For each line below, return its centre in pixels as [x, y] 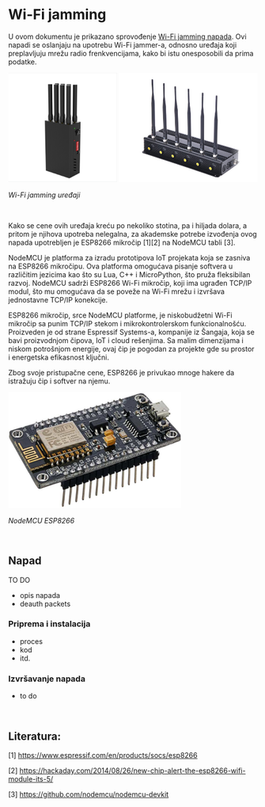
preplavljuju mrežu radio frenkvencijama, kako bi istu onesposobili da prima [131, 53]
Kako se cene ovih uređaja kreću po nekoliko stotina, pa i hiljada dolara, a [128, 226]
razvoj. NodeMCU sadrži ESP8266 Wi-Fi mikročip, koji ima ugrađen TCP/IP [130, 284]
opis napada [40, 595]
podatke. [23, 62]
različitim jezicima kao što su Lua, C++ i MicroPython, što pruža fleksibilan [129, 275]
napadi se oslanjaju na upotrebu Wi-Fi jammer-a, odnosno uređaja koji [123, 44]
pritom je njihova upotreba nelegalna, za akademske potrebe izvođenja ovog [132, 234]
